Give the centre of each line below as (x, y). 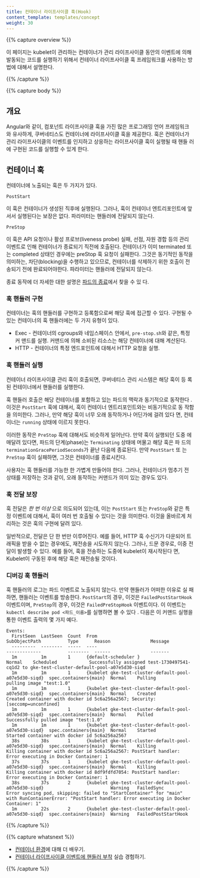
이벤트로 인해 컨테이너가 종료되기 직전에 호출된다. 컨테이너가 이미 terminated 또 (99, 247)
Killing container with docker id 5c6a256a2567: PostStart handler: (93, 752)
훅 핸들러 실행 (25, 365)
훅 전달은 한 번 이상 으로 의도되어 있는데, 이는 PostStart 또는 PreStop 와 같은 (95, 508)
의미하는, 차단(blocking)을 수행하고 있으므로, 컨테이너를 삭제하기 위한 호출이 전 (98, 262)
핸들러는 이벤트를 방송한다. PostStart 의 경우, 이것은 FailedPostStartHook (105, 597)
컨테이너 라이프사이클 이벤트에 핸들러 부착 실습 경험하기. (80, 857)
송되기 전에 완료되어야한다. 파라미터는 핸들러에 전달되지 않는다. (80, 269)
